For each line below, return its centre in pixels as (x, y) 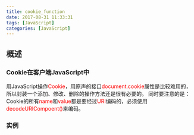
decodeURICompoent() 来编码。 (45, 108)
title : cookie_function (36, 12)
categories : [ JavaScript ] (38, 28)
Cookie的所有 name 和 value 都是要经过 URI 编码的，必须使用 (77, 101)
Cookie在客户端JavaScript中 (48, 72)
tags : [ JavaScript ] (30, 23)
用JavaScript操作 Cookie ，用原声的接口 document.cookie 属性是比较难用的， (99, 86)
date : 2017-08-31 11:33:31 (40, 17)
